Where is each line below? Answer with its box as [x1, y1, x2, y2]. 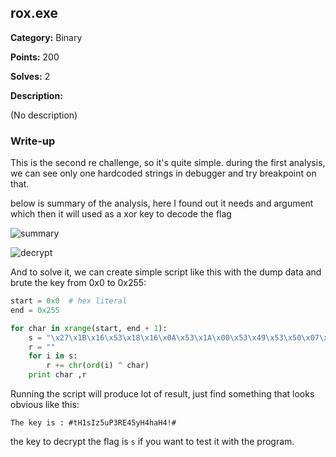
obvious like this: [10, 399, 80, 411]
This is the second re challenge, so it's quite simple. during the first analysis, [10, 157, 326, 169]
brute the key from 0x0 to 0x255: [10, 277, 147, 289]
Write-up [10, 134, 56, 148]
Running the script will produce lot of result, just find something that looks [10, 388, 315, 400]
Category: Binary [10, 31, 83, 43]
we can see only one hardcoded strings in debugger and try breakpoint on [10, 167, 317, 180]
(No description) [10, 109, 78, 121]
